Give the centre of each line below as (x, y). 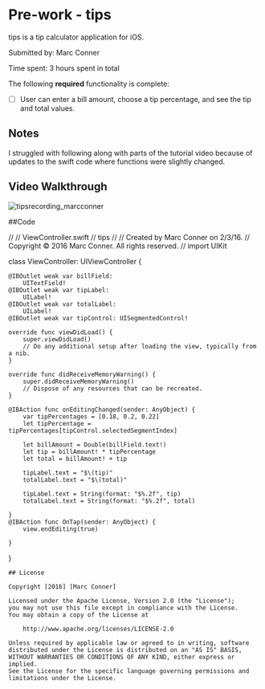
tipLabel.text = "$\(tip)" (68, 473)
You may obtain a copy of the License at (79, 615)
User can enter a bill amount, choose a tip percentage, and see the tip (135, 99)
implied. (23, 664)
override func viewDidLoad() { (61, 332)
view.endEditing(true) (61, 529)
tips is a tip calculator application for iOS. (76, 37)
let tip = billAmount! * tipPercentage (90, 451)
